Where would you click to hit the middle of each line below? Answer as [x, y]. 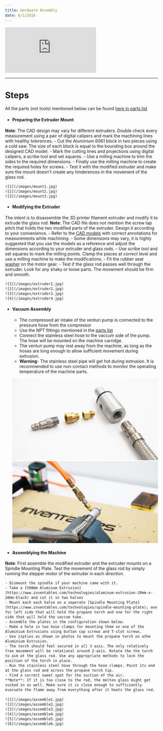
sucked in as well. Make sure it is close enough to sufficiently [73, 685]
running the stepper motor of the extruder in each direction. [65, 574]
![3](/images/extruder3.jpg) [34, 294]
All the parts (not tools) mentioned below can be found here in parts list [76, 109]
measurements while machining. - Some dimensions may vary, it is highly [78, 238]
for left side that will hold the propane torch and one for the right [79, 612]
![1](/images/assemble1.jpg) [34, 700]
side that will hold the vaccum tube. [44, 617]
